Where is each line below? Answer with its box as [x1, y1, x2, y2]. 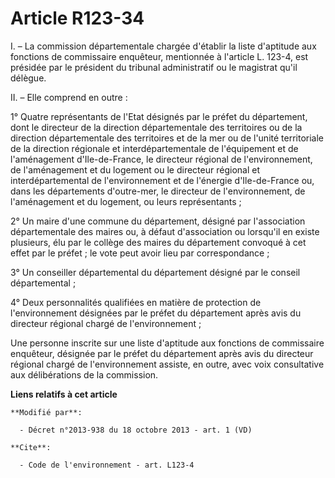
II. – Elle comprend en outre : [10, 91, 128, 103]
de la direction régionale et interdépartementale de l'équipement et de [10, 142, 299, 154]
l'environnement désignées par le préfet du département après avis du [10, 307, 302, 319]
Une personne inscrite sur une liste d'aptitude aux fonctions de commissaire [10, 337, 325, 349]
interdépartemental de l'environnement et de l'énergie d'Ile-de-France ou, [10, 174, 315, 186]
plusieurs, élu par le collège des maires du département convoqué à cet [10, 236, 307, 248]
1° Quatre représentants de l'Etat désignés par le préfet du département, [10, 110, 308, 122]
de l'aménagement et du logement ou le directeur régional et [10, 163, 260, 176]
